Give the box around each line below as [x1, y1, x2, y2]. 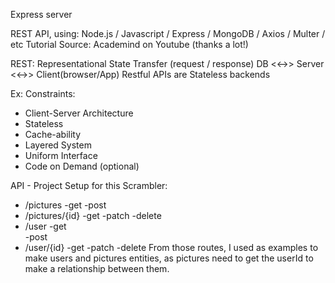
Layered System [24, 139, 92, 151]
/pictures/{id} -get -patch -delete [24, 210, 162, 221]
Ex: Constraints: [10, 88, 76, 99]
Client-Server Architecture [24, 107, 134, 119]
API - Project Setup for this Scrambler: [10, 180, 168, 191]
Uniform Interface [24, 150, 98, 161]
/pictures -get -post [24, 199, 107, 211]
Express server [10, 9, 73, 20]
